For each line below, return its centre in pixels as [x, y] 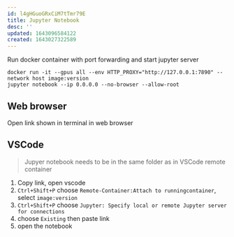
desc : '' [20, 27]
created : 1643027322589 [42, 40]
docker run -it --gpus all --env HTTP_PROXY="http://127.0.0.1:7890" [111, 73]
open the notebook [45, 226]
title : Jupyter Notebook [43, 20]
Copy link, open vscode [51, 182]
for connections [41, 211]
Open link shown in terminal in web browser [71, 122]
